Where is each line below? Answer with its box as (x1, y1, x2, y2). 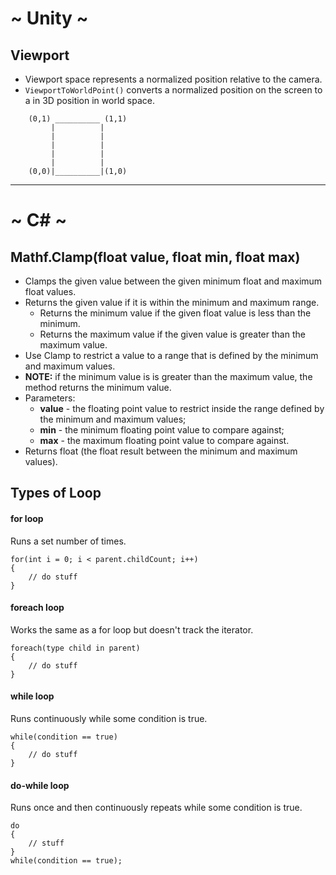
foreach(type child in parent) (10, 643, 141, 653)
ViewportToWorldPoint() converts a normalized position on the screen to (24, 84, 323, 96)
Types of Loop (10, 485, 102, 502)
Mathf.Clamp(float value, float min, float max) (10, 248, 301, 266)
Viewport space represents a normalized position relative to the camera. (24, 73, 323, 85)
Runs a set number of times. (10, 535, 127, 547)
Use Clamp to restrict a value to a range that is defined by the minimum (24, 350, 319, 361)
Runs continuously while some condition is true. (10, 713, 208, 724)
